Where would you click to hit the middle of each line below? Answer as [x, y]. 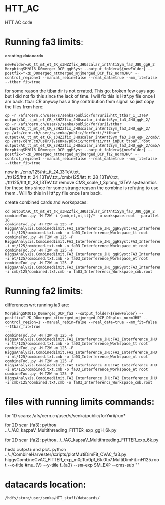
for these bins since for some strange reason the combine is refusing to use [82, 188]
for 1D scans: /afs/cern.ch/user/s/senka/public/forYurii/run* [66, 415]
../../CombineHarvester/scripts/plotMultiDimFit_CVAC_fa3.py [66, 454]
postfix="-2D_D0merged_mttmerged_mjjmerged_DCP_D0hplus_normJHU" [73, 318]
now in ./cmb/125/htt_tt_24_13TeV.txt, [42, 172]
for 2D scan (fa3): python [31, 425]
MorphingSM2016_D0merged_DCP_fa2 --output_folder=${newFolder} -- [74, 313]
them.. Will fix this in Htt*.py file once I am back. [54, 193]
